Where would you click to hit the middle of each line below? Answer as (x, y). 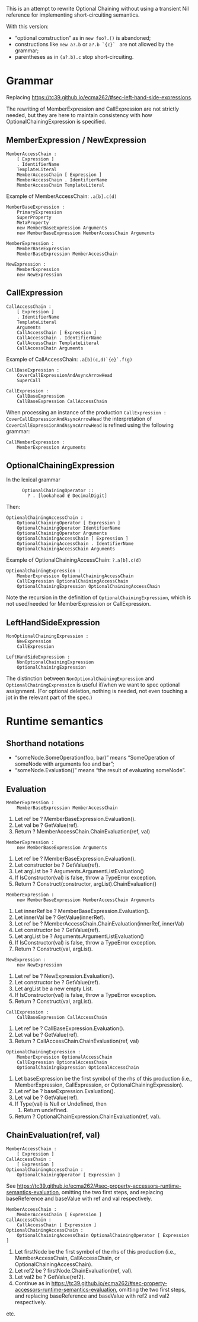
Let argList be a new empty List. (54, 989)
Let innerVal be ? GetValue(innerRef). (60, 917)
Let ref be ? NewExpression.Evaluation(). (64, 976)
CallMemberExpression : (36, 442)
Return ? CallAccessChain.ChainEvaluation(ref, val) (77, 1041)
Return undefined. (46, 1110)
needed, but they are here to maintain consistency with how (79, 115)
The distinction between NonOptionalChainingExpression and (80, 679)
